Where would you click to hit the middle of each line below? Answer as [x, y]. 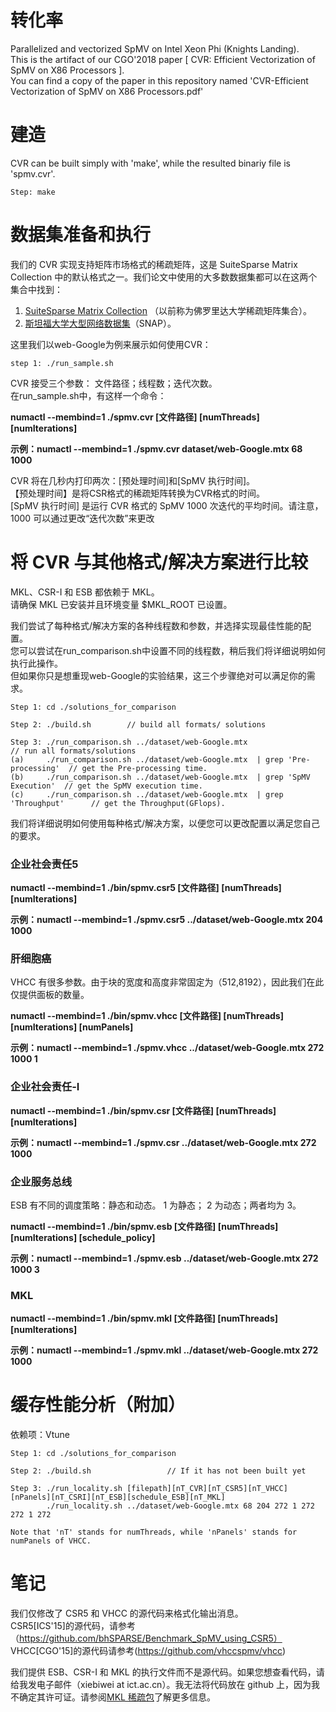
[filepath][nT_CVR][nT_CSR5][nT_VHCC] [207, 1489]
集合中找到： [36, 289]
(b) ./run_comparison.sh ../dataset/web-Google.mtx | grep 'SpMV [160, 777]
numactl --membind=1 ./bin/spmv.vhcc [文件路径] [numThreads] [147, 1016]
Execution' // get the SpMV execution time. [106, 786]
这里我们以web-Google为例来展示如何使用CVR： [111, 344]
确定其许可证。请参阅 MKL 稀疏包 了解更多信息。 [117, 1697]
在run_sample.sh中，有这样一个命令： [88, 395]
